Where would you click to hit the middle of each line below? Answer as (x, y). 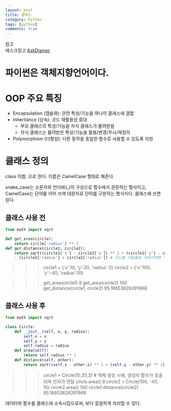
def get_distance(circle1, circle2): (45, 248)
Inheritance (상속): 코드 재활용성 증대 (50, 120)
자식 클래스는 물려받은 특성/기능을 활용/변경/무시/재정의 (75, 133)
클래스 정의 (27, 161)
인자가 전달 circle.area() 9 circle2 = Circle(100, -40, (106, 381)
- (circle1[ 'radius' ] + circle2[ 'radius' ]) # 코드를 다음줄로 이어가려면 (88, 258)
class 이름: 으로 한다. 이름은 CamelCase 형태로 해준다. (60, 176)
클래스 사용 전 (25, 217)
